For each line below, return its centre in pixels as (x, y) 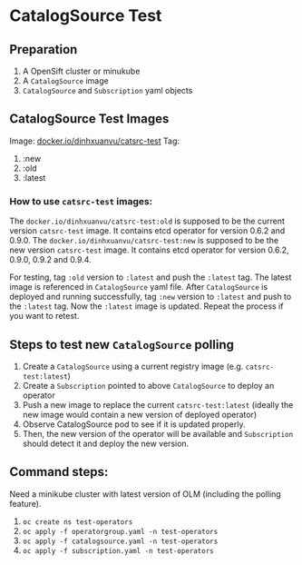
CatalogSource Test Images (89, 119)
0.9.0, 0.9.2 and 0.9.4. (51, 260)
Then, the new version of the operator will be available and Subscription (158, 433)
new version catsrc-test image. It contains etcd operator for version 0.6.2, (149, 250)
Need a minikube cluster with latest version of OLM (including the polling (145, 494)
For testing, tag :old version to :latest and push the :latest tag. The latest (151, 277)
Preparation (44, 50)
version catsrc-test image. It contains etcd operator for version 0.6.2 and (147, 231)
